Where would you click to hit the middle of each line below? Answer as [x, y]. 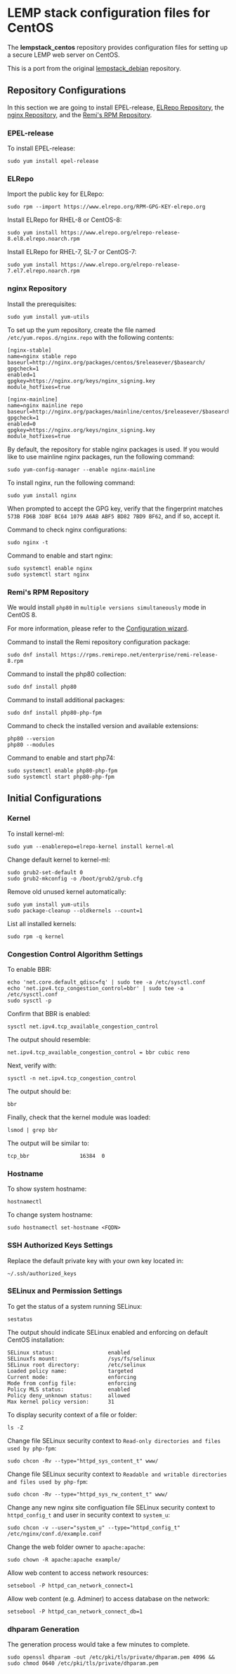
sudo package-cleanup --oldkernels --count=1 [75, 911]
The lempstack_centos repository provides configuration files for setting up [118, 47]
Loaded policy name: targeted [70, 1371]
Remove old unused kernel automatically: [67, 891]
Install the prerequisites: [42, 304]
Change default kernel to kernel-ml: [59, 859]
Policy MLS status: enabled [69, 1389]
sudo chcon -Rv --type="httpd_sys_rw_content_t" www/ [88, 1494]
